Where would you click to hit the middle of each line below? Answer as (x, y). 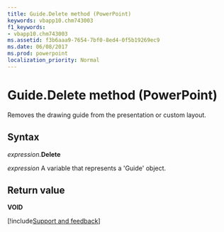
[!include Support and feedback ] (54, 221)
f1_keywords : (27, 27)
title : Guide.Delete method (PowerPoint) (69, 14)
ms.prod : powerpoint (38, 54)
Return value (36, 190)
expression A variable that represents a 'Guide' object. (87, 168)
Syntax (23, 137)
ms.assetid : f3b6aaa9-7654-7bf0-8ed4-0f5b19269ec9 (84, 40)
